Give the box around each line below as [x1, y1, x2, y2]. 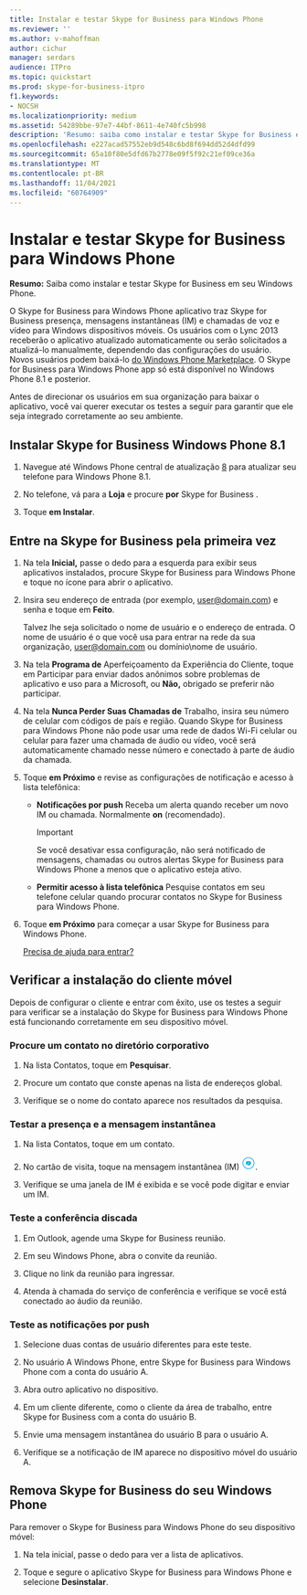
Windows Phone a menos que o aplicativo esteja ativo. [36, 863, 242, 874]
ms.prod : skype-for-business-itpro [9, 82, 145, 91]
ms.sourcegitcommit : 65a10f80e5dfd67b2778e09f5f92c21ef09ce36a [9, 150, 256, 159]
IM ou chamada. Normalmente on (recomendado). [36, 808, 226, 819]
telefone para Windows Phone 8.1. [22, 471, 151, 482]
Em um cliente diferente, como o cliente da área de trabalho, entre [22, 1401, 272, 1412]
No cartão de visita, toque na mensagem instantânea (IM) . [22, 1161, 259, 1173]
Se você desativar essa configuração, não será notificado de [36, 844, 266, 855]
